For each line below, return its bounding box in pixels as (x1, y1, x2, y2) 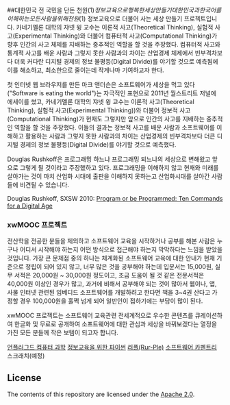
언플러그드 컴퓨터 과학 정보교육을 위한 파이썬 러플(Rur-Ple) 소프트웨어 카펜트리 (7, 343, 217, 352)
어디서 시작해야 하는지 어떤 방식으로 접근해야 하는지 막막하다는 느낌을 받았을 (19, 245, 223, 254)
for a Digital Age (7, 201, 53, 210)
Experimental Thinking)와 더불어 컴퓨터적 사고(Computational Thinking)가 (14, 32, 218, 40)
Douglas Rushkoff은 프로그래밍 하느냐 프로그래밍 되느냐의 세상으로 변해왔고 (7, 155, 211, 163)
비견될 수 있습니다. (19, 181, 70, 188)
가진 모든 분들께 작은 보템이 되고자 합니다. (7, 328, 118, 337)
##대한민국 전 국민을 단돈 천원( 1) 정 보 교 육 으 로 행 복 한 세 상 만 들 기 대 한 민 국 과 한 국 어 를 (7, 6, 222, 14)
